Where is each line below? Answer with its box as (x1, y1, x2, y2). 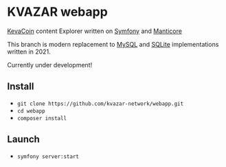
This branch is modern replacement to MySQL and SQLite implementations (7, 40, 219, 48)
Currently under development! (7, 60, 93, 69)
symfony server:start (16, 153, 79, 160)
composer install (16, 115, 67, 122)
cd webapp (16, 107, 46, 114)
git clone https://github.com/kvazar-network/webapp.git (16, 100, 184, 107)
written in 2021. (7, 47, 51, 56)
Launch (7, 133, 40, 145)
